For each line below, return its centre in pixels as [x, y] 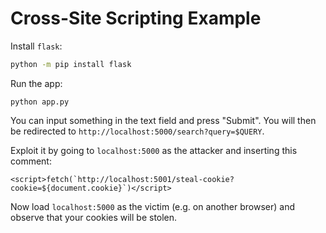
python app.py [40, 102]
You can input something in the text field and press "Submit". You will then [163, 120]
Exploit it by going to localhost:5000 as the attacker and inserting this [154, 150]
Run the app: [36, 83]
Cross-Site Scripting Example [136, 18]
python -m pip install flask [71, 64]
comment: [31, 161]
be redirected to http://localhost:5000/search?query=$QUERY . [137, 131]
